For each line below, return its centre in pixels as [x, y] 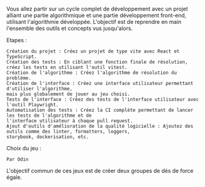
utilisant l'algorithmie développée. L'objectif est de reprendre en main [94, 22]
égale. [14, 177]
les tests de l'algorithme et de [49, 116]
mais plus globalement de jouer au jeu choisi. [68, 94]
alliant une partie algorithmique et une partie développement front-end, [96, 15]
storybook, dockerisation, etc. [48, 137]
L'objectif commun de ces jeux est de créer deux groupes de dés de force [100, 171]
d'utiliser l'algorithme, [39, 89]
